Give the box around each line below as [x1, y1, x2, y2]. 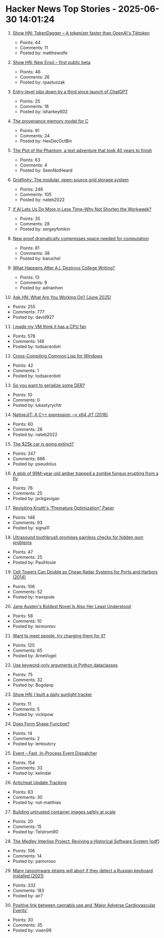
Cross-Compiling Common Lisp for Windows [12, 353, 103, 359]
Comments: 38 [20, 250, 50, 256]
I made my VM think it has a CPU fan [12, 323, 87, 329]
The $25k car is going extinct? [12, 441, 74, 447]
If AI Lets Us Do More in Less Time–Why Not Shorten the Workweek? [12, 206, 152, 212]
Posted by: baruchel [20, 255, 61, 261]
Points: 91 [20, 127, 40, 133]
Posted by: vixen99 [12, 927, 52, 933]
